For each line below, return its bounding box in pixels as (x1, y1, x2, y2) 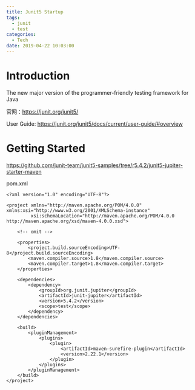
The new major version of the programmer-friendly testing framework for (6, 89, 189, 96)
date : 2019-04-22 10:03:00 (6, 43, 74, 49)
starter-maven (6, 168, 42, 175)
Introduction (6, 69, 70, 83)
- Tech (12, 37, 28, 43)
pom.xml (6, 180, 28, 187)
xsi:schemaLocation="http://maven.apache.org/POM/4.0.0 (30, 213, 174, 219)
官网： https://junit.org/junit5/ (6, 108, 79, 115)
